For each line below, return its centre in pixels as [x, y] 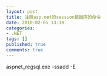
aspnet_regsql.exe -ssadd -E [41, 67]
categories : [21, 28]
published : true [26, 45]
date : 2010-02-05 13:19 [35, 22]
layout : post [22, 11]
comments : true [25, 50]
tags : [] [17, 39]
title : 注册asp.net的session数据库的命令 [53, 17]
